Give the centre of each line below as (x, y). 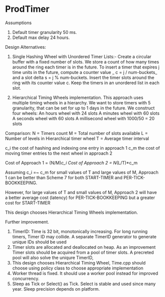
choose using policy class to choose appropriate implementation (78, 268)
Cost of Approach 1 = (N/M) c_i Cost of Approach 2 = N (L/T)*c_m (71, 163)
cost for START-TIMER (28, 202)
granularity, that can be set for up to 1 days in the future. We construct (83, 108)
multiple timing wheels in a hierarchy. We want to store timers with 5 (82, 102)
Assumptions (18, 23)
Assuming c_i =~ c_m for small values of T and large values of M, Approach (82, 172)
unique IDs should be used (39, 242)
